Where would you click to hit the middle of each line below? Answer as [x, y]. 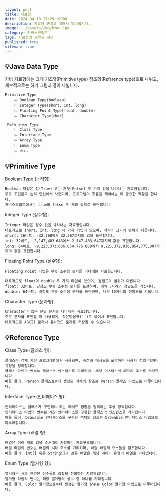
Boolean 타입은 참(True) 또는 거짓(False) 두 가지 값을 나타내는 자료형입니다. [78, 189]
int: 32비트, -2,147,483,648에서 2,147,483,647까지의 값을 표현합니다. [73, 241]
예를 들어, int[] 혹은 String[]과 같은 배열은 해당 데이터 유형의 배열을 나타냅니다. [82, 454]
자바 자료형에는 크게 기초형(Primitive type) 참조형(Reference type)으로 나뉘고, [82, 79]
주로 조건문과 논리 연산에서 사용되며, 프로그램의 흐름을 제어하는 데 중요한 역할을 [77, 194]
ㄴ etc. [21, 151]
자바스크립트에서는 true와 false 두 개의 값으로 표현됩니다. [59, 205]
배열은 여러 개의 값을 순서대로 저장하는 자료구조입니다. [54, 443]
